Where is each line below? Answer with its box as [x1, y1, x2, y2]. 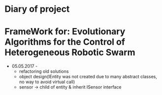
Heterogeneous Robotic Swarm [4, 47, 136, 58]
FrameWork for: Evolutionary [4, 26, 126, 37]
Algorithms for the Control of [4, 36, 125, 48]
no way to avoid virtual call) [19, 79, 75, 85]
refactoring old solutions [19, 68, 69, 74]
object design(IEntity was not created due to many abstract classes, [19, 74, 157, 80]
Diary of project [4, 3, 70, 15]
